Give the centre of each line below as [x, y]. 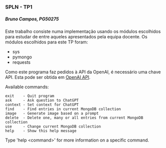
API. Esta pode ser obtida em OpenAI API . [48, 77]
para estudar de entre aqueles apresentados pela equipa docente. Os [76, 36]
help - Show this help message [41, 131]
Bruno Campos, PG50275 [32, 19]
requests [21, 62]
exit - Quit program [30, 96]
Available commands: [27, 87]
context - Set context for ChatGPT [42, 105]
